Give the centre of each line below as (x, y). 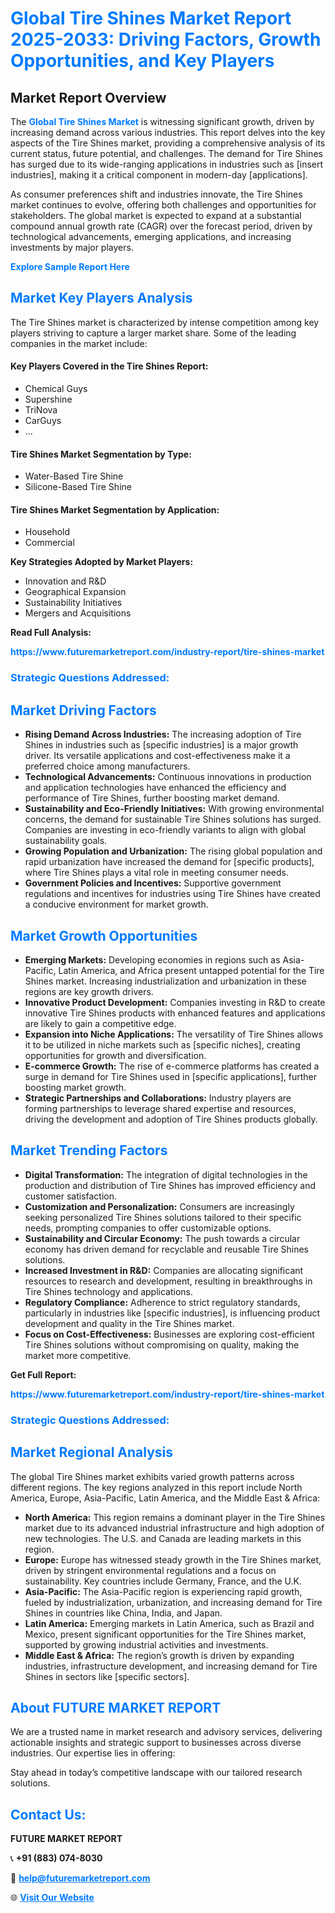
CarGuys (43, 421)
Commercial (49, 543)
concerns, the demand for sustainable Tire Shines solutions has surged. (173, 819)
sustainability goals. (66, 841)
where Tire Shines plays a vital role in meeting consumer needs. (156, 873)
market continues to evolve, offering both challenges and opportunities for (163, 205)
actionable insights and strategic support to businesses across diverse (156, 1743)
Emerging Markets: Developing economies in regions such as (152, 959)
